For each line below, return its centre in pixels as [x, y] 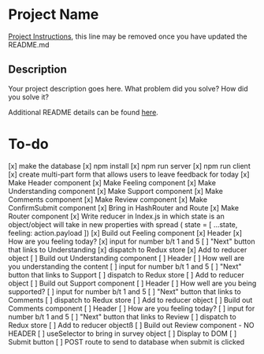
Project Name [54, 15]
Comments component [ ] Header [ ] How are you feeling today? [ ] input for [132, 308]
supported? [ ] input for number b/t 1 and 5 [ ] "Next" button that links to [125, 291]
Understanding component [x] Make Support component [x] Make [115, 191]
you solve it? [29, 97]
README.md [29, 44]
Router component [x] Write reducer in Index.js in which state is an [116, 216]
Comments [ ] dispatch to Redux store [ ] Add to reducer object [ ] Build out [130, 300]
